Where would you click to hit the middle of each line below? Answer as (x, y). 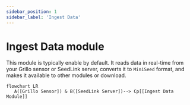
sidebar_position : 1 (32, 12)
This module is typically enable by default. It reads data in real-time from (95, 63)
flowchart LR (22, 87)
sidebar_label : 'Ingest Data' (44, 17)
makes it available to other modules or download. (66, 75)
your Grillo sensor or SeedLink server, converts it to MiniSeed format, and (95, 69)
